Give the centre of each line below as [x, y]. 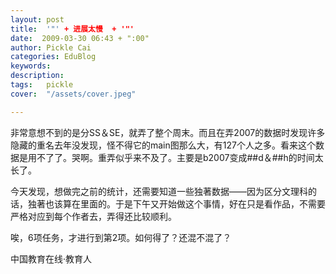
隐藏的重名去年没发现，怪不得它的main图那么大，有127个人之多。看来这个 [163, 145]
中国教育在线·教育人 [51, 258]
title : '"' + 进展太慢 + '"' [72, 29]
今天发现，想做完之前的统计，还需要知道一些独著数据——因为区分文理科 [159, 191]
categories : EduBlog [53, 57]
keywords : [31, 66]
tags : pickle [42, 85]
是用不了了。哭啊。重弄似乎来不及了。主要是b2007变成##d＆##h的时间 [166, 157]
